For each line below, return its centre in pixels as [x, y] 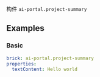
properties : [21, 64]
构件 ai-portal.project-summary [47, 9]
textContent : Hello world [45, 69]
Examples [25, 28]
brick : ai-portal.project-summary [50, 58]
